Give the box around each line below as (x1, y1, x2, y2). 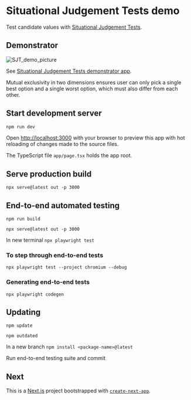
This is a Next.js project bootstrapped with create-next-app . (6, 387, 151, 394)
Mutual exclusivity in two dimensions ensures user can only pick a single (6, 79, 182, 86)
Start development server (6, 109, 103, 118)
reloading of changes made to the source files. (6, 141, 119, 148)
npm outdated (6, 333, 38, 339)
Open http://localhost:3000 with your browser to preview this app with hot (6, 134, 186, 141)
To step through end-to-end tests (6, 251, 104, 259)
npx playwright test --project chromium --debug (6, 265, 127, 270)
